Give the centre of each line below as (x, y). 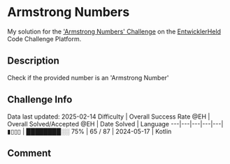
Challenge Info (40, 99)
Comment (29, 153)
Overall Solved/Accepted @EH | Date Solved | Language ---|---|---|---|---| (115, 124)
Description (33, 61)
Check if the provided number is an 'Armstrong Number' (88, 77)
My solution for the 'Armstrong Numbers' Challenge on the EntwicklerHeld (114, 31)
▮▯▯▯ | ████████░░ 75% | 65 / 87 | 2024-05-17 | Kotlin (89, 131)
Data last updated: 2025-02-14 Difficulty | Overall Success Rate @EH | (109, 117)
